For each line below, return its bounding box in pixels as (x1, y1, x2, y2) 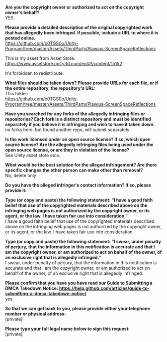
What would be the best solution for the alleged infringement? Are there (5, 162, 157, 168)
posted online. (5, 35, 36, 41)
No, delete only (5, 172, 36, 178)
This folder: (5, 91, 29, 96)
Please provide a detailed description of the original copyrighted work (5, 24, 153, 30)
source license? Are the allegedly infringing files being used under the (5, 142, 154, 148)
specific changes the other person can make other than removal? (5, 167, 143, 173)
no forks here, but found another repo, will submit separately (5, 127, 130, 133)
